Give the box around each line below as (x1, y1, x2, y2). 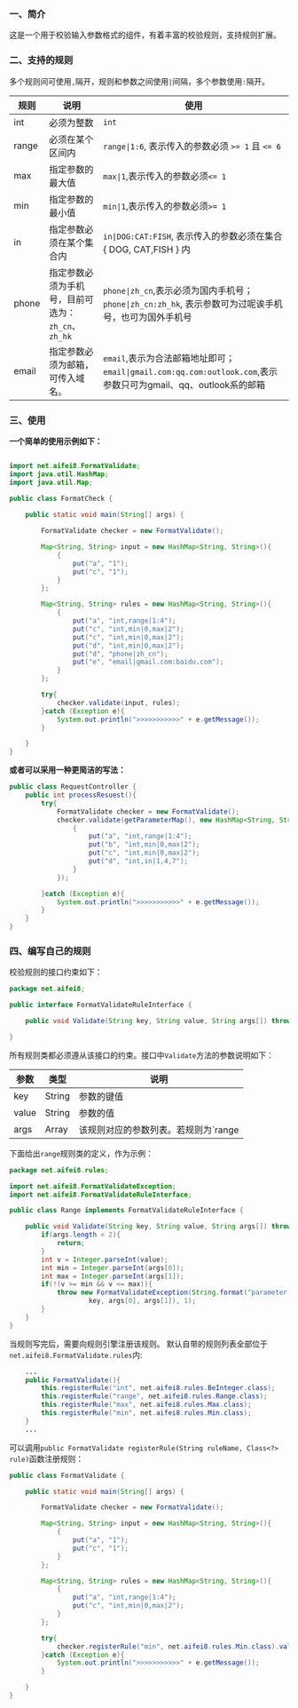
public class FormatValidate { (9, 1471, 125, 1480)
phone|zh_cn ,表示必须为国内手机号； (103, 284, 254, 297)
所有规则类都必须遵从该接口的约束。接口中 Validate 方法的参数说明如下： (9, 1050, 275, 1061)
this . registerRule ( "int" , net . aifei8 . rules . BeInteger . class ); (41, 1384, 276, 1393)
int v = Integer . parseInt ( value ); (41, 1255, 169, 1264)
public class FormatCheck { (9, 494, 114, 503)
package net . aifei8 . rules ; (9, 1165, 109, 1174)
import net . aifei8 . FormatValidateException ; (9, 1181, 176, 1191)
